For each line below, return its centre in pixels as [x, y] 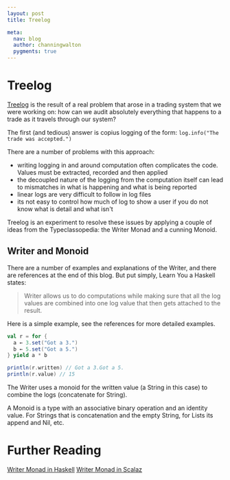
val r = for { [27, 336]
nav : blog [27, 39]
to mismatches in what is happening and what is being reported [107, 187]
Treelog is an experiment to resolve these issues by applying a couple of [110, 222]
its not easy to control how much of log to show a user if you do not [113, 201]
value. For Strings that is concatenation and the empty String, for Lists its [110, 415]
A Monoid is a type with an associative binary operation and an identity [107, 408]
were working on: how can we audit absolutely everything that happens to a [114, 111]
